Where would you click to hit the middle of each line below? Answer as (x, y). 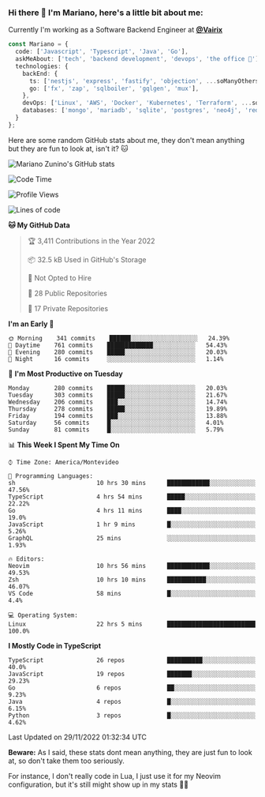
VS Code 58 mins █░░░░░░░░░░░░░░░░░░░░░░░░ (132, 593)
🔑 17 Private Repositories (68, 308)
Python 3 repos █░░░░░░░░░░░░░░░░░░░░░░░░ (132, 715)
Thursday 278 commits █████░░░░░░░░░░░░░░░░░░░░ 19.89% (118, 409)
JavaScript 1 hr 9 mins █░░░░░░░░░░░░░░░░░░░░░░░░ (132, 524)
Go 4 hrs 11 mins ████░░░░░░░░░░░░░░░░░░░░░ (132, 510)
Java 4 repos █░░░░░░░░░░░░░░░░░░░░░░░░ (132, 701)
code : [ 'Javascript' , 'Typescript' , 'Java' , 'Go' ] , (102, 52)
